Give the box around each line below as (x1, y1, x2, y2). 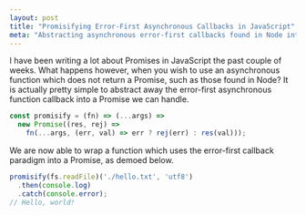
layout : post (9, 13, 59, 23)
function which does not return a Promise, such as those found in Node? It (9, 75, 289, 86)
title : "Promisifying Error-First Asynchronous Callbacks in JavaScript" (9, 22, 296, 31)
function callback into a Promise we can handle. (9, 94, 189, 105)
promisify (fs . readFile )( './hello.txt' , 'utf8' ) (9, 172, 194, 181)
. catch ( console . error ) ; (17, 189, 107, 199)
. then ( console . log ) (17, 180, 92, 189)
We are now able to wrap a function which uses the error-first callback (9, 145, 275, 156)
